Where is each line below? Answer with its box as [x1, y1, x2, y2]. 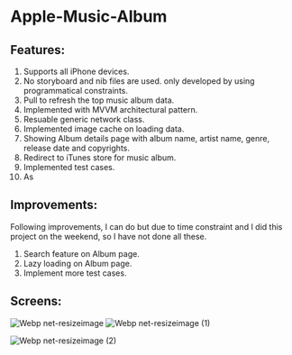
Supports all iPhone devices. [23, 66, 130, 77]
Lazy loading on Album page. [23, 258, 132, 269]
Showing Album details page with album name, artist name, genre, [23, 133, 270, 143]
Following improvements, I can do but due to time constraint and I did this [10, 221, 283, 232]
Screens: [10, 294, 62, 309]
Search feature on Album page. [23, 248, 141, 259]
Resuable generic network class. [23, 114, 145, 124]
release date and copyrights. [23, 142, 130, 153]
